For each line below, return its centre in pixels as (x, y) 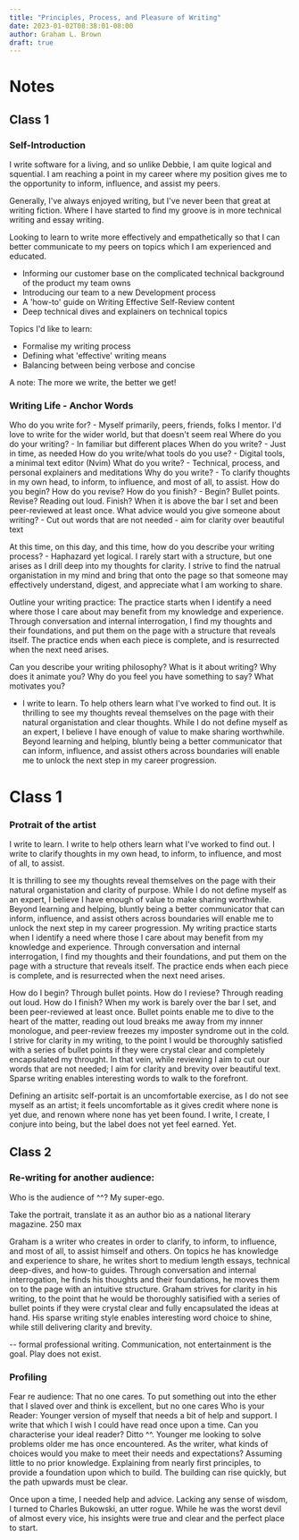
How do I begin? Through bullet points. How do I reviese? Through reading (146, 993)
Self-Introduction (48, 145)
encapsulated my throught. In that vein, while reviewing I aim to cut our (140, 1059)
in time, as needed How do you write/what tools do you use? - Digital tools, (147, 453)
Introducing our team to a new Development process (119, 292)
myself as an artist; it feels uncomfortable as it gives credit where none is (144, 1104)
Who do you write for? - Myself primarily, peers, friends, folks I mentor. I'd (145, 425)
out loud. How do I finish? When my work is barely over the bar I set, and (143, 1002)
